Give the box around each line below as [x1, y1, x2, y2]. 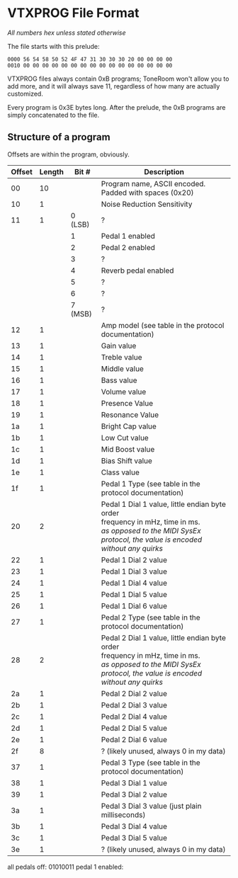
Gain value [101, 341, 137, 350]
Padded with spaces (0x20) [101, 188, 194, 198]
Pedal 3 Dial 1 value [101, 777, 168, 787]
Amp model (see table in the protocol [101, 320, 225, 330]
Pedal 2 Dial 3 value [101, 700, 168, 709]
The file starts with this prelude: [7, 42, 101, 50]
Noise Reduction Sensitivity [101, 199, 193, 209]
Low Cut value [101, 433, 149, 443]
